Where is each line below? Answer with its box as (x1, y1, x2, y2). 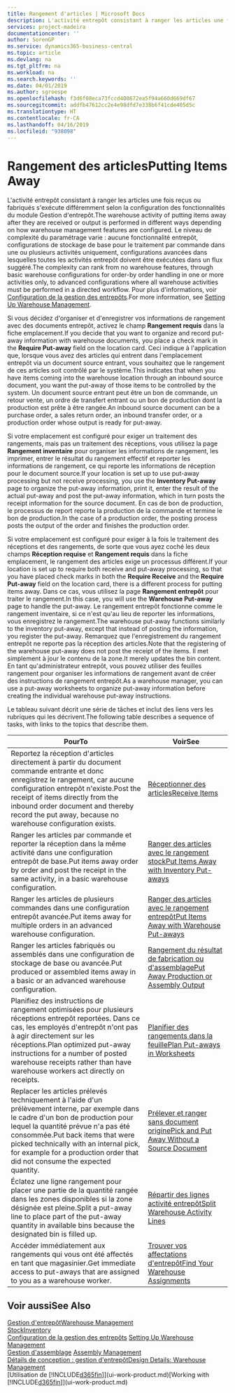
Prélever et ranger (148, 1108, 208, 1118)
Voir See (172, 737, 200, 747)
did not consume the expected (10, 1157, 111, 1166)
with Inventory (148, 865, 195, 875)
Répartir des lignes (148, 1190, 210, 1200)
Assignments (148, 1276, 191, 1286)
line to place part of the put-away (10, 1212, 122, 1222)
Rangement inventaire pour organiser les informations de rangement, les (7, 447, 219, 455)
